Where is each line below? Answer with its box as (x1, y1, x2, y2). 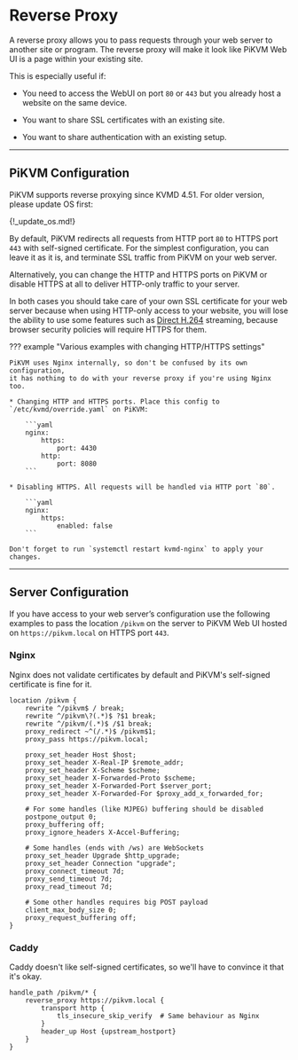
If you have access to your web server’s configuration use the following (9, 609, 271, 619)
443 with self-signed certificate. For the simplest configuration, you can (9, 242, 269, 253)
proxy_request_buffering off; (25, 913, 137, 923)
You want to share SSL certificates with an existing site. (21, 114, 225, 125)
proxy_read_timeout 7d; (25, 882, 114, 891)
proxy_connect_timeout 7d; (25, 867, 125, 875)
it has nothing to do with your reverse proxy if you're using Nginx (9, 373, 272, 382)
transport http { (41, 1004, 105, 1013)
